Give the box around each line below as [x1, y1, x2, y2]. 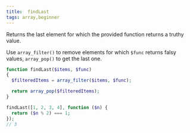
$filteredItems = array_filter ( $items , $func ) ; [11, 78, 132, 83]
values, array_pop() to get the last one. [6, 55, 102, 62]
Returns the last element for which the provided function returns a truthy [6, 30, 184, 38]
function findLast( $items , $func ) [6, 66, 92, 72]
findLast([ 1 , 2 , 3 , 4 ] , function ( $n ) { [6, 104, 108, 110]
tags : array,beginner [6, 14, 60, 20]
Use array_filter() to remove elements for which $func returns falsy [6, 48, 177, 55]
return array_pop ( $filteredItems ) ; [11, 88, 100, 94]
